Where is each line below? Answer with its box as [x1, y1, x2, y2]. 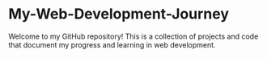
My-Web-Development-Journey [8, 5, 229, 23]
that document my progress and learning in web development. [8, 39, 216, 49]
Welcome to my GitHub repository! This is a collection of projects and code [8, 31, 259, 41]
